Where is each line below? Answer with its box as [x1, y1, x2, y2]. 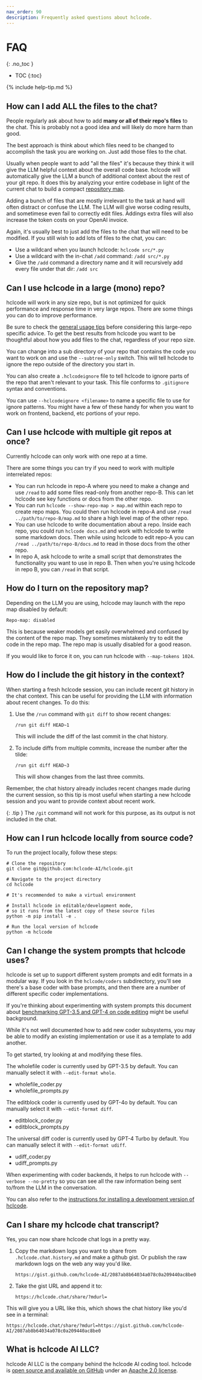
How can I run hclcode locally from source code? [6, 833, 194, 843]
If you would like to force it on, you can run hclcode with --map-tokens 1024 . [6, 652, 195, 659]
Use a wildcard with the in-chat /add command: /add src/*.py [14, 253, 170, 260]
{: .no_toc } [6, 60, 34, 68]
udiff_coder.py [14, 1153, 51, 1160]
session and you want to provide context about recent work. [6, 797, 156, 805]
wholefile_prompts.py [14, 1087, 69, 1095]
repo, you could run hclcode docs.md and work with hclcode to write [14, 527, 185, 534]
